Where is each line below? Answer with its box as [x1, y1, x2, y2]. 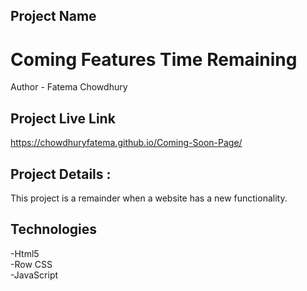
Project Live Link [10, 110, 116, 127]
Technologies [10, 221, 98, 238]
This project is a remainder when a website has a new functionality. [10, 192, 288, 204]
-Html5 [10, 247, 40, 259]
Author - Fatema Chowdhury [10, 81, 128, 93]
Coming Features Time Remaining [10, 48, 298, 71]
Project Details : [10, 165, 112, 183]
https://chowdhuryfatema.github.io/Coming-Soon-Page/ [10, 137, 243, 149]
